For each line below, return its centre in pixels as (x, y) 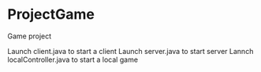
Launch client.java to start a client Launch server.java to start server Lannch (130, 51)
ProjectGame (51, 14)
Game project (30, 36)
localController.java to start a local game (73, 59)
